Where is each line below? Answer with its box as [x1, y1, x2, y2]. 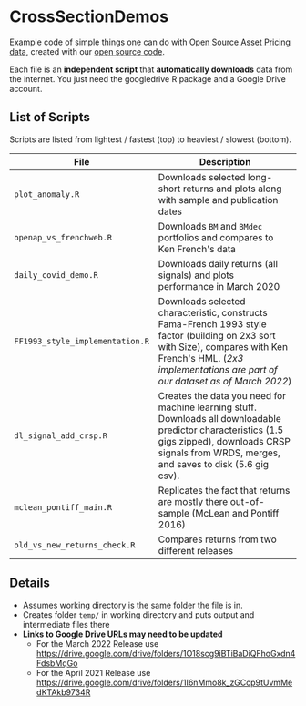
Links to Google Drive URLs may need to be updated [22, 629, 223, 639]
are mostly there [158, 495, 229, 507]
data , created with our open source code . [9, 46, 166, 56]
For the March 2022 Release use [36, 638, 159, 649]
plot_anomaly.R [14, 189, 80, 200]
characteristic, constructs [158, 306, 268, 319]
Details [9, 576, 50, 591]
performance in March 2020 [158, 280, 280, 292]
